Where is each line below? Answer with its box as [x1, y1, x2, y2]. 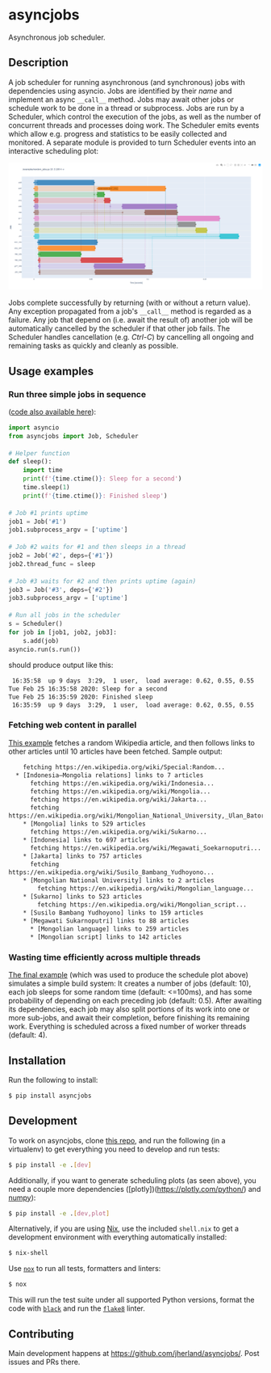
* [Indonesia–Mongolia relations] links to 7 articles [15, 771, 204, 779]
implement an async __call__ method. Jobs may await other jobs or [8, 95, 234, 104]
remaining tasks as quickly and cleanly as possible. [8, 341, 179, 351]
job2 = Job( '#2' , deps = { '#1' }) [8, 551, 114, 560]
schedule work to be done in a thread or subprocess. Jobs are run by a [8, 103, 244, 112]
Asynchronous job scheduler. [8, 32, 106, 42]
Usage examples [8, 364, 94, 378]
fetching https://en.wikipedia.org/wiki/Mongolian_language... [37, 884, 254, 893]
